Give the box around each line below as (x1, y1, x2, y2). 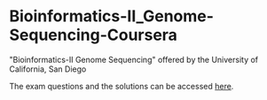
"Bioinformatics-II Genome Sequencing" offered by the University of (9, 54, 259, 65)
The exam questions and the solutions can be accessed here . (9, 81, 234, 91)
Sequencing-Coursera (9, 25, 177, 45)
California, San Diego (9, 64, 87, 74)
